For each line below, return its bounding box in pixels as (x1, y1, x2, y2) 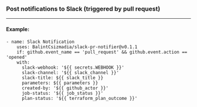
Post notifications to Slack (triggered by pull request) (6, 5, 161, 13)
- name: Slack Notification (6, 39, 75, 45)
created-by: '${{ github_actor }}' (21, 85, 109, 91)
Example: (6, 25, 30, 32)
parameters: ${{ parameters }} (21, 80, 98, 86)
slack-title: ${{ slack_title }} (21, 75, 104, 81)
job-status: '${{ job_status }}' (21, 90, 104, 96)
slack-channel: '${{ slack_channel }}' (21, 69, 119, 75)
